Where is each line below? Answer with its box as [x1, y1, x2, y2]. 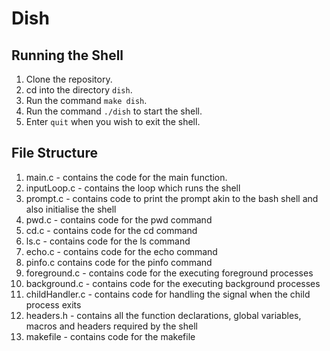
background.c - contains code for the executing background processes [25, 277, 321, 289]
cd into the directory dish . [25, 84, 133, 96]
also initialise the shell [25, 203, 117, 215]
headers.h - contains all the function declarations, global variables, [25, 309, 302, 321]
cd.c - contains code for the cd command [25, 224, 198, 236]
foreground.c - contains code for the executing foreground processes [25, 267, 314, 279]
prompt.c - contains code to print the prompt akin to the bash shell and [25, 192, 319, 204]
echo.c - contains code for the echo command [25, 245, 218, 257]
